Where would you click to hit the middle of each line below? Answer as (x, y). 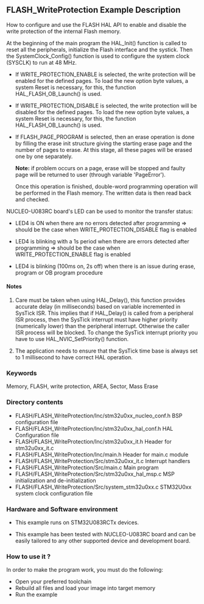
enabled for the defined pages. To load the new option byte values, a (102, 81)
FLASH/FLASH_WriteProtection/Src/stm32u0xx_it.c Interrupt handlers (103, 461)
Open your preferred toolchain (53, 581)
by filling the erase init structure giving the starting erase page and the (104, 143)
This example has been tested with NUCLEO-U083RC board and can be (105, 534)
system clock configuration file (54, 493)
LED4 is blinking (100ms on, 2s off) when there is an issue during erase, (105, 266)
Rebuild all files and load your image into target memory (85, 588)
